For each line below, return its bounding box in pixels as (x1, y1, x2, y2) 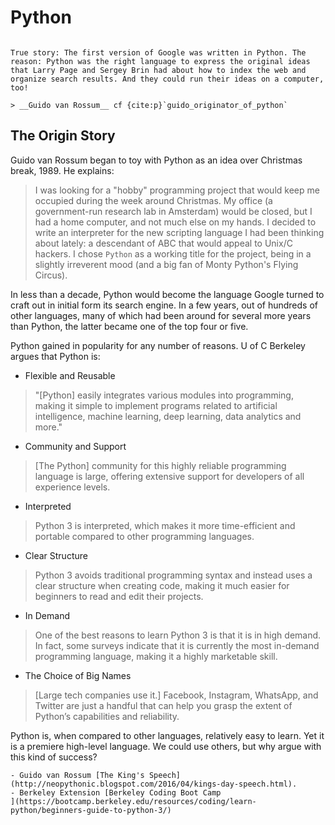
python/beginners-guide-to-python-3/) (10, 805, 172, 815)
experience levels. (34, 481, 111, 493)
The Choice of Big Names (24, 669, 132, 681)
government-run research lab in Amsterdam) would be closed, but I (34, 205, 313, 217)
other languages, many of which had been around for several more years (10, 309, 312, 321)
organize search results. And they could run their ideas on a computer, (10, 74, 325, 84)
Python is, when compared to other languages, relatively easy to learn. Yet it (10, 729, 325, 741)
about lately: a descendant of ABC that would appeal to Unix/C (34, 237, 293, 249)
